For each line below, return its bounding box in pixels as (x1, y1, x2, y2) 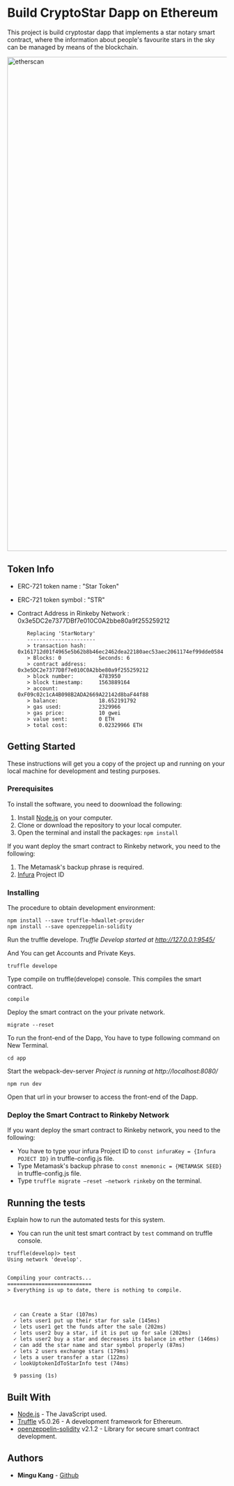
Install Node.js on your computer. (17, 813, 113, 822)
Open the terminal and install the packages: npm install (17, 828, 179, 837)
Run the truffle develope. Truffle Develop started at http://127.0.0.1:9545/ (7, 935, 215, 944)
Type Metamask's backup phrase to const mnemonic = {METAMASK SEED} (17, 1162, 222, 1170)
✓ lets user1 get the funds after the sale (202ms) (13, 1323, 167, 1331)
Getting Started (7, 741, 76, 753)
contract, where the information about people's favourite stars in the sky (7, 35, 215, 43)
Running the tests (7, 1197, 86, 1209)
